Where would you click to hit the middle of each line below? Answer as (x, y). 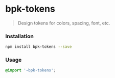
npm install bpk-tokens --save (39, 47)
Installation (20, 36)
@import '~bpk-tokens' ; (31, 70)
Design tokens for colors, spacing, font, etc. (64, 23)
